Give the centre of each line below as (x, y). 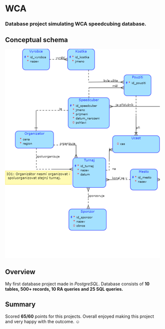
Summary (20, 304)
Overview (20, 272)
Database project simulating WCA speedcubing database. (76, 24)
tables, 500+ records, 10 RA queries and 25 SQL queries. (64, 289)
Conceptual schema (37, 40)
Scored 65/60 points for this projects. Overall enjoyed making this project (80, 316)
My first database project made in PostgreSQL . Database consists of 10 (77, 284)
